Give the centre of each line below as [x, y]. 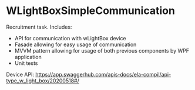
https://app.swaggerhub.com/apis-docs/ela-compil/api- [103, 74]
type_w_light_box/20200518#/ [43, 81]
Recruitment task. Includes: [39, 27]
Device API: [20, 74]
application [28, 57]
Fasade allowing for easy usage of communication [75, 44]
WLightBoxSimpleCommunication [90, 11]
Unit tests [26, 63]
